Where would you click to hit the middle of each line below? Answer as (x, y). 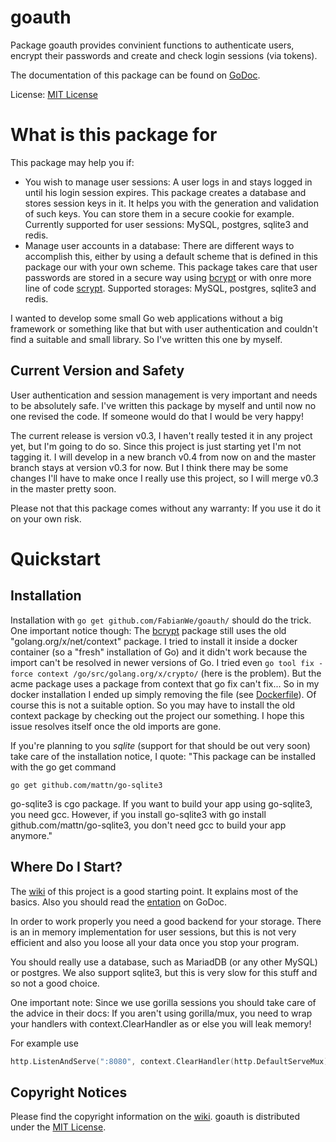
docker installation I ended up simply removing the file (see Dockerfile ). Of (163, 694)
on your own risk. (46, 518)
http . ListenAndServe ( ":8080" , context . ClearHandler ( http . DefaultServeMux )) (171, 1061)
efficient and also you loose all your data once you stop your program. (155, 942)
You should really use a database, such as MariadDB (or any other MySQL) (164, 962)
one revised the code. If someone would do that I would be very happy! (157, 416)
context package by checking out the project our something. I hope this (157, 715)
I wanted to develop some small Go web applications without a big (146, 318)
